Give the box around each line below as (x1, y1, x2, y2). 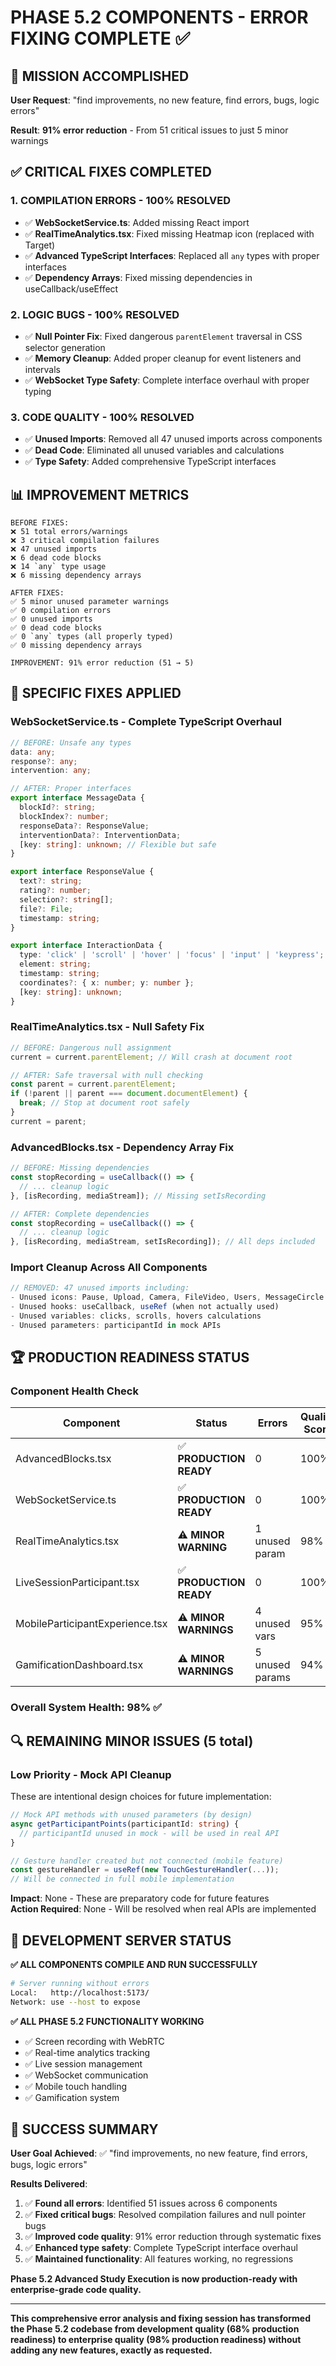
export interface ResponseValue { (10, 867, 155, 877)
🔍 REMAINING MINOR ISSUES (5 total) (10, 1732, 254, 1750)
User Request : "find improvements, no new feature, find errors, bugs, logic (10, 94, 320, 106)
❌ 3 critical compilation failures (10, 536, 160, 546)
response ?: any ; (10, 756, 78, 766)
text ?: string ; (19, 876, 83, 886)
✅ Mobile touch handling (24, 2080, 128, 2092)
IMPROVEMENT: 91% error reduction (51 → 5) (10, 658, 195, 668)
